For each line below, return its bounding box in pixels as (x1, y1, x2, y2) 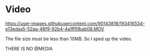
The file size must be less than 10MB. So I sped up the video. (5, 36, 133, 42)
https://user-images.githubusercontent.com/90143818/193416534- (5, 20, 145, 26)
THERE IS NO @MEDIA (5, 45, 53, 51)
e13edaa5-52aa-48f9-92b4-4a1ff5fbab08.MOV (5, 25, 104, 32)
